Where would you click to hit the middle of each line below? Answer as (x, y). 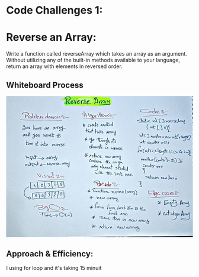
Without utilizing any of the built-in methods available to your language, (93, 60)
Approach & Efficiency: (50, 254)
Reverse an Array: (51, 38)
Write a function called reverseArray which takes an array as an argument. (97, 54)
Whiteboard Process (45, 85)
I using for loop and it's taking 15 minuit (54, 268)
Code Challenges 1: (54, 10)
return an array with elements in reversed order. (64, 66)
